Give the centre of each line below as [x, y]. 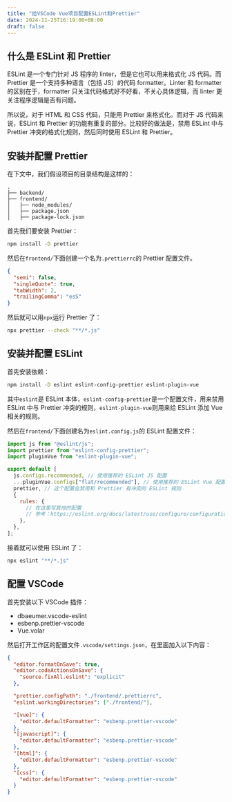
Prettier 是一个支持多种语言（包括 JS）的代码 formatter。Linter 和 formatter [115, 83]
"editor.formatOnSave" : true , [57, 664]
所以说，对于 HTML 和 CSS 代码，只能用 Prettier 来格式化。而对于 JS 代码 [112, 115]
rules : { [32, 501]
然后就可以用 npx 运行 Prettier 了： [54, 317]
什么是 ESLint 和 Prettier [59, 56]
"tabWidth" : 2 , [35, 290]
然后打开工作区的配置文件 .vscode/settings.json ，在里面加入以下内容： [109, 644]
